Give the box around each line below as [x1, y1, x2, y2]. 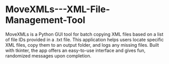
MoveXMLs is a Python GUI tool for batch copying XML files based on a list [5, 31, 164, 37]
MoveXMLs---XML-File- [5, 4, 110, 15]
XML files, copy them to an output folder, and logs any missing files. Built [5, 42, 159, 48]
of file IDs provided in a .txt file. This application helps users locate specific [5, 37, 164, 43]
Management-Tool [5, 14, 86, 26]
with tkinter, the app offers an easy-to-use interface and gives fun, [5, 47, 146, 53]
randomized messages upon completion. [5, 52, 92, 59]
